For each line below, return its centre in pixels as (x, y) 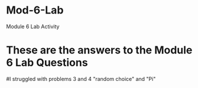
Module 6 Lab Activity (33, 26)
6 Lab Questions (47, 63)
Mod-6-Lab (35, 10)
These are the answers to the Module (99, 50)
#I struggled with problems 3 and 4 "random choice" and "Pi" (81, 79)
